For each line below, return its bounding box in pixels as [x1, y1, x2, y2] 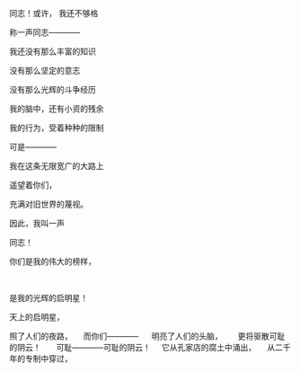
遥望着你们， [9, 180, 57, 190]
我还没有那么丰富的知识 [9, 46, 96, 57]
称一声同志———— [9, 27, 81, 38]
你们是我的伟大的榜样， [9, 256, 96, 267]
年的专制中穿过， [9, 353, 73, 364]
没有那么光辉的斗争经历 [9, 84, 96, 94]
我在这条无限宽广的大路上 [9, 161, 104, 171]
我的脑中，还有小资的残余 [9, 103, 104, 114]
